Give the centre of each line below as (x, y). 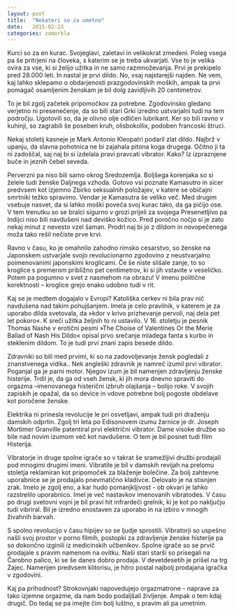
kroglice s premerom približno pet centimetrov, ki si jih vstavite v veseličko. (115, 270)
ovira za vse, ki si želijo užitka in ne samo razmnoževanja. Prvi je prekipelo (114, 68)
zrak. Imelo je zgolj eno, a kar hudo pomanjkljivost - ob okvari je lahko (108, 487)
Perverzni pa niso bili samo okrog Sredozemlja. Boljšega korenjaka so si (110, 175)
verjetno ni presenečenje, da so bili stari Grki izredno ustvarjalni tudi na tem (116, 111)
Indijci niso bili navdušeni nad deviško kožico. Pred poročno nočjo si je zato (116, 220)
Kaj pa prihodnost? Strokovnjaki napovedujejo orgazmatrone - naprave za (113, 589)
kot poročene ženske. (38, 401)
